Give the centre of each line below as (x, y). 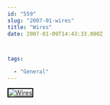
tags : (15, 59)
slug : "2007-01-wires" (41, 21)
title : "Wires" (30, 27)
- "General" (32, 72)
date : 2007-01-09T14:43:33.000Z (55, 34)
